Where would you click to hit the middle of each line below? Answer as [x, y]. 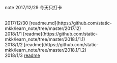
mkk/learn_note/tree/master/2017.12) [43, 28]
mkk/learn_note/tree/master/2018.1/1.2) [46, 50]
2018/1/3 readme [22, 55]
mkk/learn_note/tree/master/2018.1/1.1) [45, 39]
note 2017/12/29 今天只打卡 [33, 7]
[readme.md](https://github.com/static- [71, 23]
